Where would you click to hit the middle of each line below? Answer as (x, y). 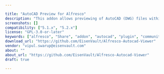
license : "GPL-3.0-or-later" (35, 32)
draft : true (17, 59)
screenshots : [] (21, 23)
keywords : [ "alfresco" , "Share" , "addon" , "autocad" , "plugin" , (72, 37)
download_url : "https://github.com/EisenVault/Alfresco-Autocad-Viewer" (81, 41)
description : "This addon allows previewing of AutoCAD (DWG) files (76, 18)
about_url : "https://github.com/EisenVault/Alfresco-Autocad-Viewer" (77, 55)
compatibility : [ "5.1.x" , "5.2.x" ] (41, 27)
